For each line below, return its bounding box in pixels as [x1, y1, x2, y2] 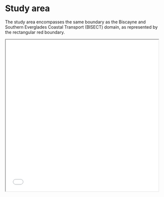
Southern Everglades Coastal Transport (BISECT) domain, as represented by [5, 24, 158, 30]
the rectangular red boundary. [5, 29, 65, 35]
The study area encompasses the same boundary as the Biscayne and [5, 19, 146, 25]
